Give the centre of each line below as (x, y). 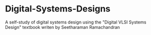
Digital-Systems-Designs (58, 9)
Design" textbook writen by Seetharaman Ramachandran (63, 27)
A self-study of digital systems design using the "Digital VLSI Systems (76, 22)
